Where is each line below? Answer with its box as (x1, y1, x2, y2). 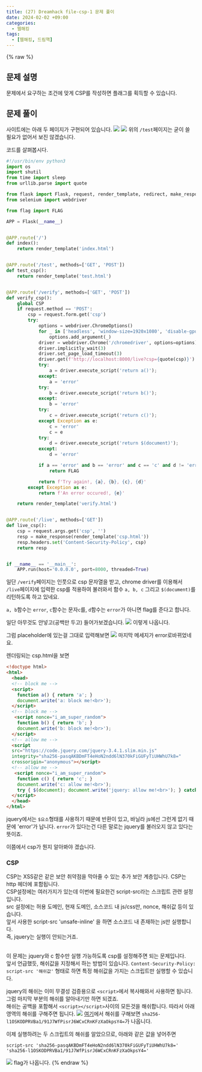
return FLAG (49, 467, 79, 474)
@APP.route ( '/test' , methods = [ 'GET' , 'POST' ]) (6, 262, 125, 268)
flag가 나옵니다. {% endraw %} (13, 1059, 89, 1067)
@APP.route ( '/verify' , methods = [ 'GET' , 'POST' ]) (6, 289, 130, 295)
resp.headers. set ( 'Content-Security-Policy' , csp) (17, 539, 147, 545)
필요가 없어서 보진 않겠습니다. (6, 133, 76, 140)
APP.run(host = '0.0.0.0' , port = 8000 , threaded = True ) (17, 567, 149, 573)
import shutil (6, 169, 42, 175)
